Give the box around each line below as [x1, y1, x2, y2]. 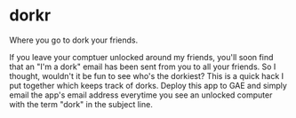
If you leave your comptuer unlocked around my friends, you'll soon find [9, 51, 274, 62]
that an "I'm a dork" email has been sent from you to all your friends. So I [9, 61, 276, 72]
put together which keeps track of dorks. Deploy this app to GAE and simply [9, 80, 287, 90]
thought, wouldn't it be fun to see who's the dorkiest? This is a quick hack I [9, 70, 284, 81]
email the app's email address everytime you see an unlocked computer [9, 90, 273, 100]
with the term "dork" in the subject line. [9, 98, 153, 109]
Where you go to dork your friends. [9, 35, 139, 45]
